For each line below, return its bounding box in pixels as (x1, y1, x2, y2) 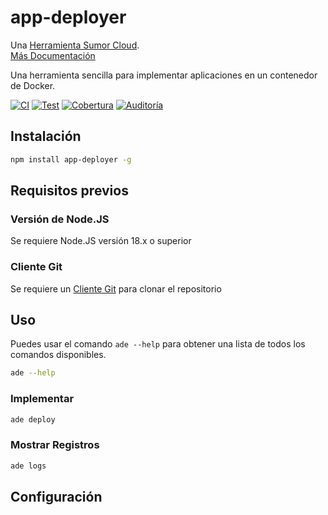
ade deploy (10, 414, 56, 425)
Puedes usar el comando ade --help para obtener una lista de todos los (10, 338, 306, 350)
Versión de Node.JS (10, 212, 110, 226)
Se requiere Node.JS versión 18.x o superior (10, 235, 192, 247)
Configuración (10, 489, 103, 506)
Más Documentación (10, 49, 96, 61)
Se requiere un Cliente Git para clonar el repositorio (10, 282, 222, 295)
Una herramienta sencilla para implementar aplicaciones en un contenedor (10, 69, 318, 81)
